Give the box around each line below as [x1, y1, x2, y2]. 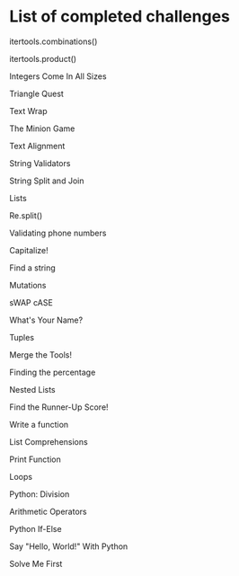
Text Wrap [9, 105, 48, 116]
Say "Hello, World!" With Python [9, 541, 128, 552]
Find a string [9, 262, 56, 273]
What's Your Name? [9, 315, 84, 325]
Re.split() [9, 209, 43, 221]
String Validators [9, 157, 71, 168]
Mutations [9, 279, 47, 290]
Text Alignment [9, 140, 66, 151]
